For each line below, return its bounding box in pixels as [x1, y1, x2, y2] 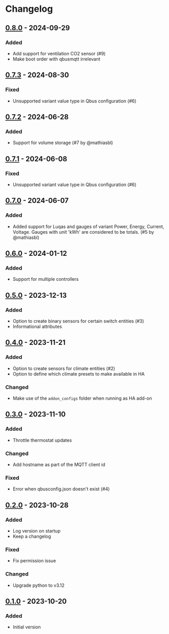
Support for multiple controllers [12, 276, 79, 282]
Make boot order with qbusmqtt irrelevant [12, 56, 101, 62]
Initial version [12, 624, 41, 630]
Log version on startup [12, 527, 61, 534]
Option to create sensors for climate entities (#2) [12, 365, 115, 372]
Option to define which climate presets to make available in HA [12, 371, 145, 377]
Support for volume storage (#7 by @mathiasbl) [12, 139, 113, 146]
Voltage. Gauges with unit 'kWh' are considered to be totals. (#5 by [12, 229, 154, 235]
